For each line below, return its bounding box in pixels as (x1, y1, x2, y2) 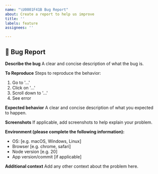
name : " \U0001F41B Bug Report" (5, 7, 69, 12)
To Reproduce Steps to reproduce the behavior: (5, 70, 101, 76)
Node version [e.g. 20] (12, 149, 57, 154)
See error (12, 95, 32, 101)
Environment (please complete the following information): (5, 129, 125, 134)
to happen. (5, 109, 27, 115)
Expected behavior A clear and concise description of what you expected (5, 105, 154, 110)
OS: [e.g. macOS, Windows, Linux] (12, 138, 82, 144)
